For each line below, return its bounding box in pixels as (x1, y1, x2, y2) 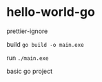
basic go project (6, 67, 53, 75)
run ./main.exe (6, 53, 49, 62)
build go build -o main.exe (6, 40, 84, 48)
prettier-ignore (6, 27, 48, 35)
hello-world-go (6, 4, 96, 20)
